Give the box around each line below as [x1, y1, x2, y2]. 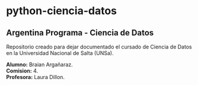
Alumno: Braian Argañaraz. [6, 61, 73, 68]
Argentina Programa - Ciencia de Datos [6, 28, 154, 38]
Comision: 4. [6, 67, 39, 74]
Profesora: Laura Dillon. [6, 74, 65, 80]
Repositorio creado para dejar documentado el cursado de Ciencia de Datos [6, 43, 192, 50]
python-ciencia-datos [6, 4, 117, 18]
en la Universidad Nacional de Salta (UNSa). [6, 50, 114, 57]
